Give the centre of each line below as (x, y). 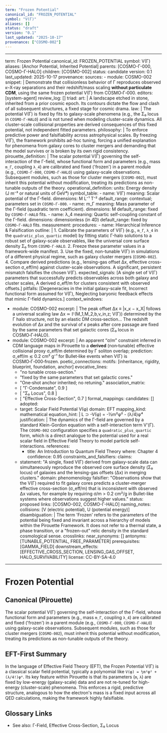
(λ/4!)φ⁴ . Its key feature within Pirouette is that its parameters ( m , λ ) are (78, 677)
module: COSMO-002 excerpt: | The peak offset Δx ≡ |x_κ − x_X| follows (86, 309)
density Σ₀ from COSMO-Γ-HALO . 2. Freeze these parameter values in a (75, 246)
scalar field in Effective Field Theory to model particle (75, 440)
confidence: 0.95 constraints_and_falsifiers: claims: (80, 456)
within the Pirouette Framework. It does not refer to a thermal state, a (90, 525)
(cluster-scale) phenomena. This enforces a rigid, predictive (82, 687)
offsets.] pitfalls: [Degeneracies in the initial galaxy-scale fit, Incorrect (76, 288)
